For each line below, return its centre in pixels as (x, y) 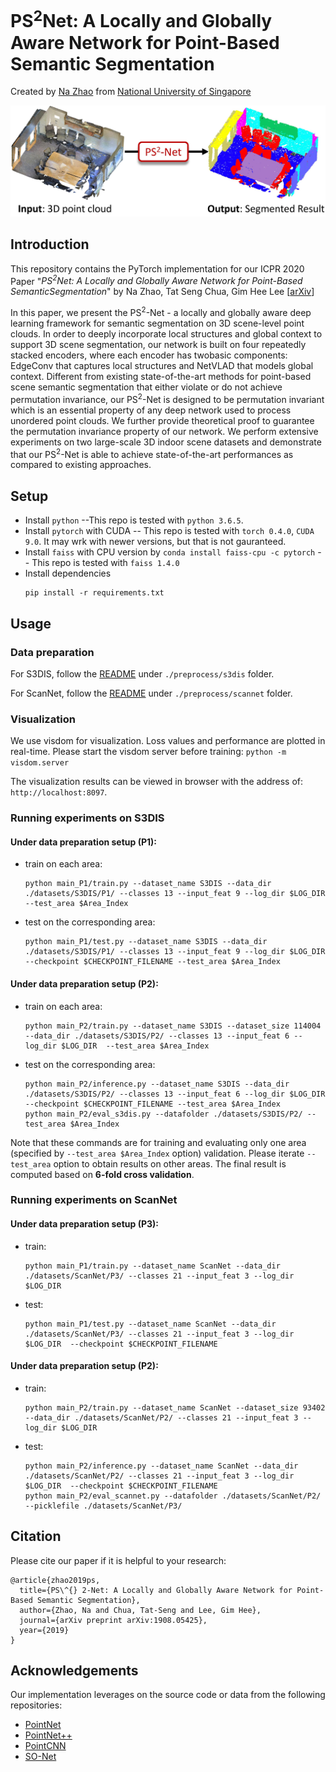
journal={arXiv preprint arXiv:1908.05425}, (113, 1620)
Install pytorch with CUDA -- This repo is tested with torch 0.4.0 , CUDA (169, 531)
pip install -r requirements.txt (94, 593)
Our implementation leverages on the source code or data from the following (168, 1695)
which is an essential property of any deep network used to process (151, 410)
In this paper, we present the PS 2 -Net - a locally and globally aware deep (161, 312)
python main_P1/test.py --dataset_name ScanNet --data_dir (150, 1324)
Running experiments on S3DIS (87, 818)
